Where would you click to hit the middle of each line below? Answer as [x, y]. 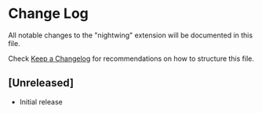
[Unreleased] [41, 83]
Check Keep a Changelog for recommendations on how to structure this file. [131, 58]
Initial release [41, 101]
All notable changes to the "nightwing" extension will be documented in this [131, 35]
